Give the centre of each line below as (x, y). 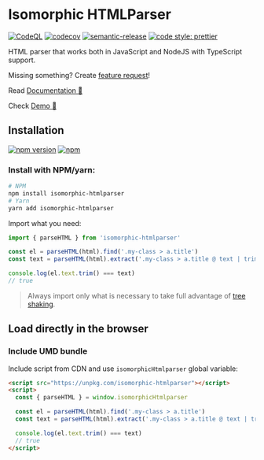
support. (22, 60)
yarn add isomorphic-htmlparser (61, 208)
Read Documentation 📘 (46, 90)
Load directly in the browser (79, 329)
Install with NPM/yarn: (52, 169)
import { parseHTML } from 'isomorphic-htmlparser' (94, 238)
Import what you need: (45, 223)
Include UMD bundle (48, 351)
